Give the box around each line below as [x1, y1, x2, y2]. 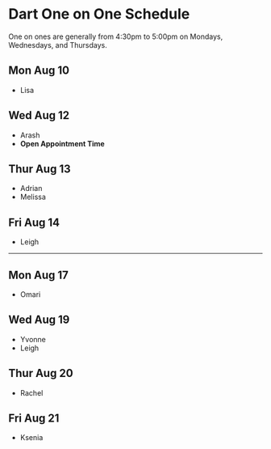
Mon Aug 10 [8, 64, 70, 78]
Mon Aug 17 [8, 268, 69, 282]
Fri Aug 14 [8, 215, 60, 229]
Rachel [19, 388, 44, 397]
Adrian [19, 184, 43, 193]
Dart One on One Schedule [8, 5, 190, 23]
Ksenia [19, 433, 44, 443]
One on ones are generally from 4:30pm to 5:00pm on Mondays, [8, 32, 223, 41]
